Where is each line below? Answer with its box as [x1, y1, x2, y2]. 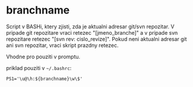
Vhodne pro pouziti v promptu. [6, 53, 81, 60]
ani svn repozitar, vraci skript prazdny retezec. [6, 42, 119, 49]
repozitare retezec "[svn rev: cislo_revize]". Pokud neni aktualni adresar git [6, 35, 187, 42]
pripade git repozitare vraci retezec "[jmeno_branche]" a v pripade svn [6, 29, 178, 36]
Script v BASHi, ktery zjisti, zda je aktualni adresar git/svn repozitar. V [6, 23, 175, 30]
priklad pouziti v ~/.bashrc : [6, 64, 72, 71]
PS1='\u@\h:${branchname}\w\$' [6, 76, 83, 82]
